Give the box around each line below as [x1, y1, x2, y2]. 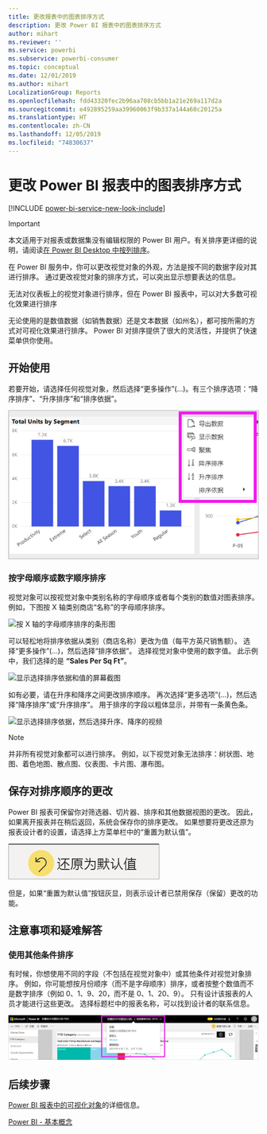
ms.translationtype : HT [8, 114, 87, 122]
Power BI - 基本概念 [8, 1117, 73, 1127]
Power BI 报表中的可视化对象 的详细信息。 [8, 1101, 145, 1110]
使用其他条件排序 [8, 949, 74, 961]
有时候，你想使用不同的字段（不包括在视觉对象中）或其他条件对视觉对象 [8, 969, 245, 979]
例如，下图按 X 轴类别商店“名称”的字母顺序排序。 [8, 602, 169, 612]
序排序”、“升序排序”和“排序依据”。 [8, 394, 122, 403]
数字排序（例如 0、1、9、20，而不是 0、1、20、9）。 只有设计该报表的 [14, 989, 246, 999]
